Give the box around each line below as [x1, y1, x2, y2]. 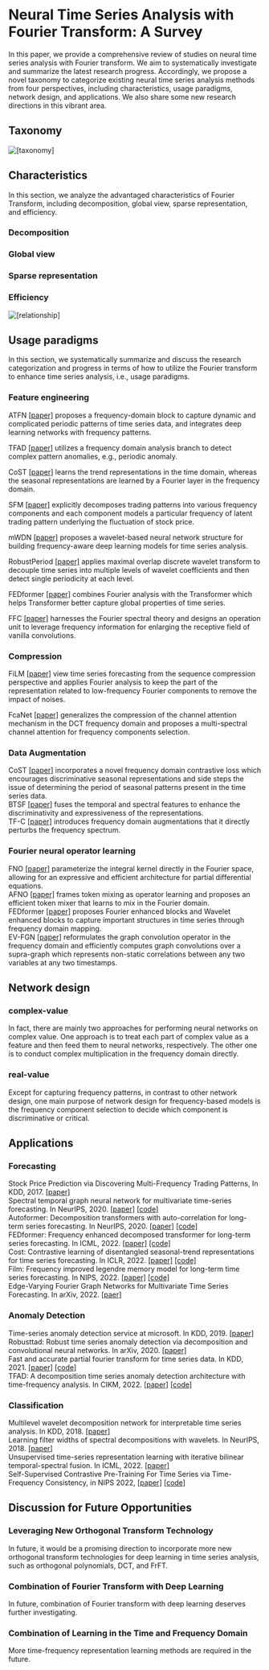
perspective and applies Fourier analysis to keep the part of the [8, 677, 218, 687]
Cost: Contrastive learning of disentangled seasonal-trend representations [8, 1247, 255, 1257]
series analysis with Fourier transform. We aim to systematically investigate [8, 58, 257, 68]
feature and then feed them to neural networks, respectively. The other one [8, 1040, 258, 1051]
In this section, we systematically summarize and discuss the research [8, 355, 242, 364]
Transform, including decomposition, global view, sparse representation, [8, 199, 248, 208]
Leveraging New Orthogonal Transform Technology [8, 1525, 214, 1536]
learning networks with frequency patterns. [8, 427, 152, 437]
